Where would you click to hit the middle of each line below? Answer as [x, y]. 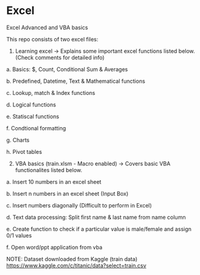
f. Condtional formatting [36, 128]
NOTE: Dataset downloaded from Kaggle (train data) [72, 259]
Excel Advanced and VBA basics [47, 27]
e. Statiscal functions [33, 116]
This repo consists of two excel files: [52, 39]
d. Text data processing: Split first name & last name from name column [96, 217]
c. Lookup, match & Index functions [51, 92]
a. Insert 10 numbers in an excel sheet [54, 182]
